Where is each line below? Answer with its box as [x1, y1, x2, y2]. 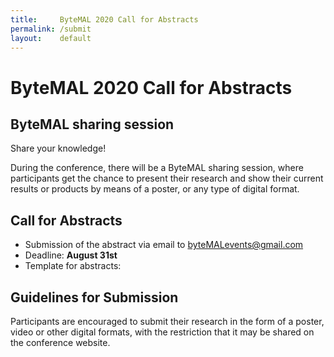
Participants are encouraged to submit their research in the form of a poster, [10, 316, 325, 327]
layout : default [10, 33, 92, 43]
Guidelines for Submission [10, 289, 179, 306]
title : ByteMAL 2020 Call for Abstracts [10, 14, 199, 25]
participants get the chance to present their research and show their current [10, 172, 324, 185]
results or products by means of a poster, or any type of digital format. [10, 183, 300, 195]
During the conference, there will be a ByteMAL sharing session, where [10, 162, 304, 174]
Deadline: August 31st [24, 249, 118, 261]
